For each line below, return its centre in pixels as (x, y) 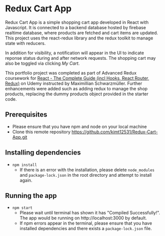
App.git (20, 137)
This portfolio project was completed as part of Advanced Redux (71, 73)
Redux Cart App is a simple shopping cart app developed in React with (77, 22)
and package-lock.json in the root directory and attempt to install (86, 175)
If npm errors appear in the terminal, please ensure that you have (86, 223)
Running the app (31, 196)
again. (26, 180)
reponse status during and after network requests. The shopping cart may (81, 58)
